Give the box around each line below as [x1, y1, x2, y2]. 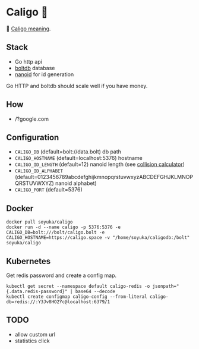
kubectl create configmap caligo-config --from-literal [6, 294, 147, 300]
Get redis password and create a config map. [6, 272, 117, 279]
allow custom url [14, 331, 55, 338]
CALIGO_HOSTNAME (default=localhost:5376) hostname [14, 155, 143, 162]
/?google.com [14, 115, 49, 122]
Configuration [6, 132, 59, 142]
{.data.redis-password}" [6, 288, 68, 294]
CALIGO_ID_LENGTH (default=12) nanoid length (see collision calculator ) [14, 161, 185, 168]
